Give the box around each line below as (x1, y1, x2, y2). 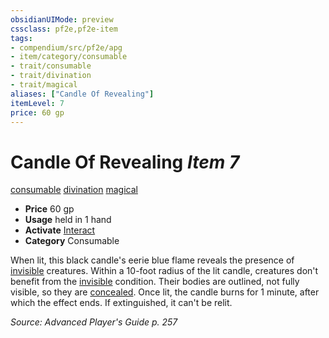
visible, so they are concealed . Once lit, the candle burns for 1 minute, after (10, 286, 320, 298)
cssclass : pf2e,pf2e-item (10, 24, 118, 34)
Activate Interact (24, 224, 96, 236)
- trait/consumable (10, 61, 92, 71)
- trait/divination (10, 71, 92, 81)
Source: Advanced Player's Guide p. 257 (10, 316, 178, 328)
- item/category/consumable (10, 52, 128, 62)
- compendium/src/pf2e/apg (10, 42, 123, 53)
